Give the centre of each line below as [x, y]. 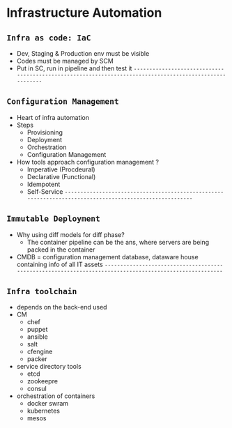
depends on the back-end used [62, 307]
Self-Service [45, 191]
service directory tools [49, 367]
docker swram [48, 404]
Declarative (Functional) [61, 176]
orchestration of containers [56, 396]
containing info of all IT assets [60, 264]
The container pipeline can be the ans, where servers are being [118, 242]
